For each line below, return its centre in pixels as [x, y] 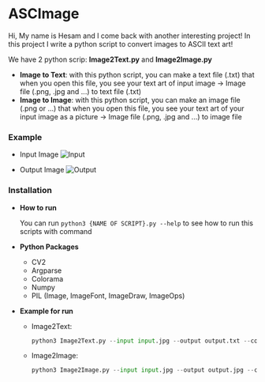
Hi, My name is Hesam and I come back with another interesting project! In [129, 36]
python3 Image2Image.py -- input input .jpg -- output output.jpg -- [143, 370]
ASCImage [44, 14]
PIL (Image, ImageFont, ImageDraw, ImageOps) [108, 295]
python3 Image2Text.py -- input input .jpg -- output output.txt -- [141, 341]
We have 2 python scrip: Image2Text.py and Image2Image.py [110, 59]
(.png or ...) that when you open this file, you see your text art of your [132, 108]
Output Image [42, 170]
